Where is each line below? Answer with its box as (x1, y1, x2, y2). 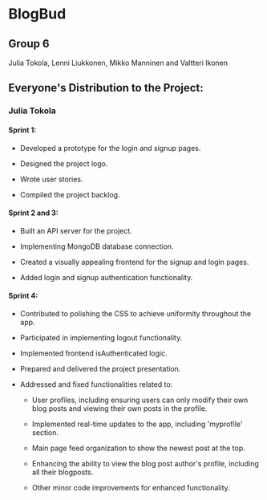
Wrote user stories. (19, 174, 83, 184)
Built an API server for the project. (19, 226, 132, 235)
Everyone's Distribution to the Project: (8, 81, 204, 95)
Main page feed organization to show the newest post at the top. (31, 443, 246, 453)
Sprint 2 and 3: (8, 208, 59, 217)
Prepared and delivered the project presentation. (19, 364, 181, 373)
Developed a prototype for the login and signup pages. (19, 143, 201, 152)
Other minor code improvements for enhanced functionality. (31, 482, 230, 492)
